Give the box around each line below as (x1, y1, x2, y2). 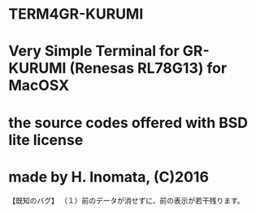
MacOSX (8, 76, 70, 95)
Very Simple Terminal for (8, 42, 180, 61)
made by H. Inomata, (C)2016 (8, 168, 210, 186)
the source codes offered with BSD (8, 113, 249, 132)
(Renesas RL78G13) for (69, 59, 228, 78)
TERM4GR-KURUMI (8, 5, 144, 23)
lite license (8, 130, 84, 149)
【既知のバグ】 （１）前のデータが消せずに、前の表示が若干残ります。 (8, 195, 245, 205)
